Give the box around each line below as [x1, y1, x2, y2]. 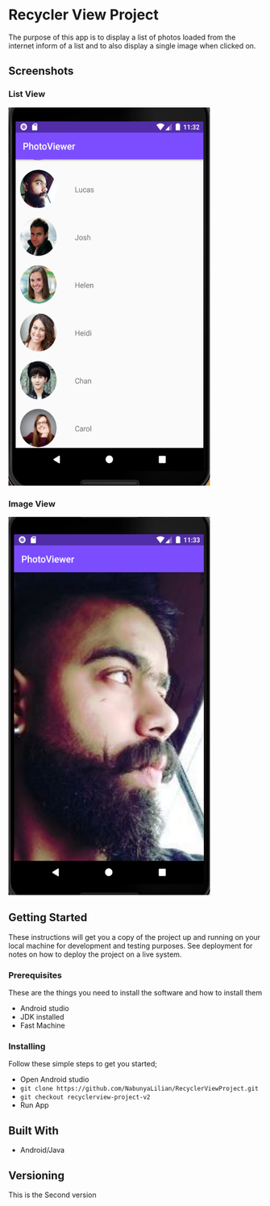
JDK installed [19, 1012, 64, 1022]
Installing [8, 1041, 46, 1052]
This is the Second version [8, 1190, 97, 1200]
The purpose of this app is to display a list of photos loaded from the [8, 32, 236, 42]
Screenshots [8, 65, 74, 78]
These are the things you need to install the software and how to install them [8, 988, 263, 998]
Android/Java [19, 1145, 65, 1155]
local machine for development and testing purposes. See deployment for [8, 941, 253, 950]
